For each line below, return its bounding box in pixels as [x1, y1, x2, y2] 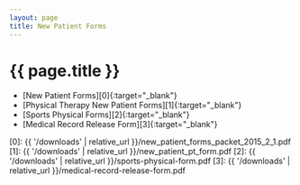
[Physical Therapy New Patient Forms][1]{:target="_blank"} [22, 100, 242, 111]
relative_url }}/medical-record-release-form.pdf [9, 165, 186, 176]
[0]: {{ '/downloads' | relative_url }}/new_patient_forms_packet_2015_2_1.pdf [9, 136, 291, 147]
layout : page [9, 13, 59, 23]
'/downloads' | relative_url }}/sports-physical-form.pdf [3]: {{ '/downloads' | [9, 155, 291, 167]
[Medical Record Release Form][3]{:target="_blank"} [22, 119, 218, 130]
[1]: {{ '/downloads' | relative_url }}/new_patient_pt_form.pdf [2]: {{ [9, 146, 256, 157]
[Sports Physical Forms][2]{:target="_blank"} [22, 109, 190, 120]
